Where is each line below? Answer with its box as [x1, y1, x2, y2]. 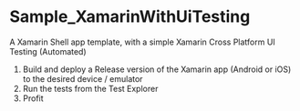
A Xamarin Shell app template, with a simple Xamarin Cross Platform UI [9, 36, 275, 47]
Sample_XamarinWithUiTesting [9, 6, 251, 27]
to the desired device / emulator [22, 73, 143, 84]
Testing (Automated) [9, 45, 87, 56]
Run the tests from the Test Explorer [22, 83, 159, 94]
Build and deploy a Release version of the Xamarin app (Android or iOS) [22, 64, 292, 75]
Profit [22, 93, 44, 104]
